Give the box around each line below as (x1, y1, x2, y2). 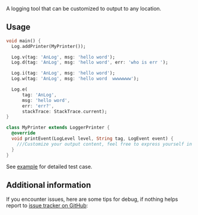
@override (11, 130, 36, 136)
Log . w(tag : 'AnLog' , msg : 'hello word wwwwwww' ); (11, 76, 139, 82)
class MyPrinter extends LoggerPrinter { (6, 124, 110, 131)
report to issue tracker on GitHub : (6, 202, 88, 209)
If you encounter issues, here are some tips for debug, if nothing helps (6, 195, 178, 203)
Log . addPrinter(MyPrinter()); (11, 43, 86, 49)
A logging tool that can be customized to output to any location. (6, 5, 162, 12)
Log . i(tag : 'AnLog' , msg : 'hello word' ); (11, 70, 116, 76)
